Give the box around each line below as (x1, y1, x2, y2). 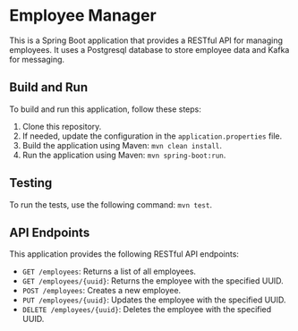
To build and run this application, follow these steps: (9, 104, 201, 115)
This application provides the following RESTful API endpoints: (9, 249, 240, 259)
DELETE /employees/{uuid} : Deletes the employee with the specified (21, 304, 272, 315)
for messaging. (9, 54, 65, 64)
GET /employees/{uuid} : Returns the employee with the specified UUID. (21, 276, 284, 286)
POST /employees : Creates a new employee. (21, 285, 182, 296)
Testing (9, 175, 53, 191)
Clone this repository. (21, 121, 102, 132)
